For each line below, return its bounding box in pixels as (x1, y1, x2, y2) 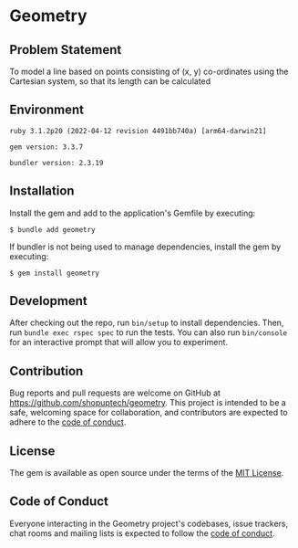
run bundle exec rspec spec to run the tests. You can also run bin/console (9, 327, 288, 338)
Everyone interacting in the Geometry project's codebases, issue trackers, (9, 518, 289, 529)
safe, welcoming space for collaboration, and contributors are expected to (9, 407, 289, 418)
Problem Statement (9, 42, 122, 58)
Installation (9, 184, 75, 199)
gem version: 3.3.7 (9, 142, 84, 152)
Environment (9, 102, 85, 118)
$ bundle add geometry (9, 225, 96, 234)
